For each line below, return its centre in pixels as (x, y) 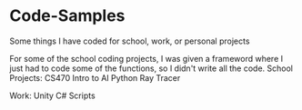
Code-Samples (67, 16)
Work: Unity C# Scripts (52, 95)
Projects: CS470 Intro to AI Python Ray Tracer (95, 77)
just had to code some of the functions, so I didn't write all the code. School (151, 68)
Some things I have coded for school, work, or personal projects (130, 41)
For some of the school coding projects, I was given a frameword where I (146, 58)
